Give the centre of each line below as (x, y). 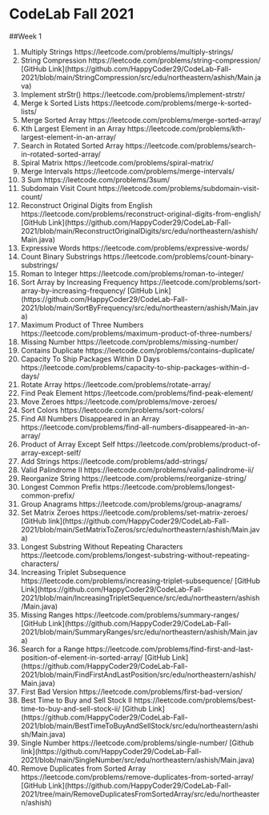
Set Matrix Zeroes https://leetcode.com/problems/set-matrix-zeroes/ (134, 512)
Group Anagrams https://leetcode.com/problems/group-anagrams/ (131, 503)
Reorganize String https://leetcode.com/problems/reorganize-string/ (133, 478)
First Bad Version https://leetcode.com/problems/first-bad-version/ (132, 691)
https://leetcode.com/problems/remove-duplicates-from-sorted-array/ (137, 776)
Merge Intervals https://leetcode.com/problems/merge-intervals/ (128, 171)
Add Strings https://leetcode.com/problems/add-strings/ (114, 461)
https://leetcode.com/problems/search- (191, 145)
